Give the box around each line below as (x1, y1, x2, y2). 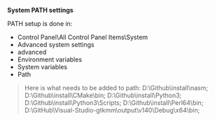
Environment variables (17, 55, 83, 64)
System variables (17, 63, 68, 71)
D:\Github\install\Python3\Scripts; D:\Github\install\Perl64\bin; (24, 99, 204, 107)
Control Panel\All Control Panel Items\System (17, 33, 148, 41)
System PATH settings (7, 6, 74, 14)
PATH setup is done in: (7, 20, 73, 27)
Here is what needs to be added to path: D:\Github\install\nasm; (24, 84, 209, 92)
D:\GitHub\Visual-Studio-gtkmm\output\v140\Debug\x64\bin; (24, 106, 200, 114)
